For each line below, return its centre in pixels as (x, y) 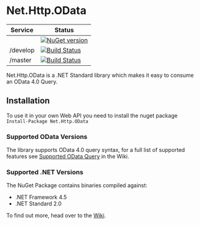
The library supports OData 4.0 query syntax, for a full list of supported (96, 150)
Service (22, 30)
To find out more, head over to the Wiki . (56, 216)
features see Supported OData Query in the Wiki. (68, 157)
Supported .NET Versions (45, 172)
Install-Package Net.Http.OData (47, 121)
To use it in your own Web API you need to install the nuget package (92, 115)
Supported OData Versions (47, 137)
